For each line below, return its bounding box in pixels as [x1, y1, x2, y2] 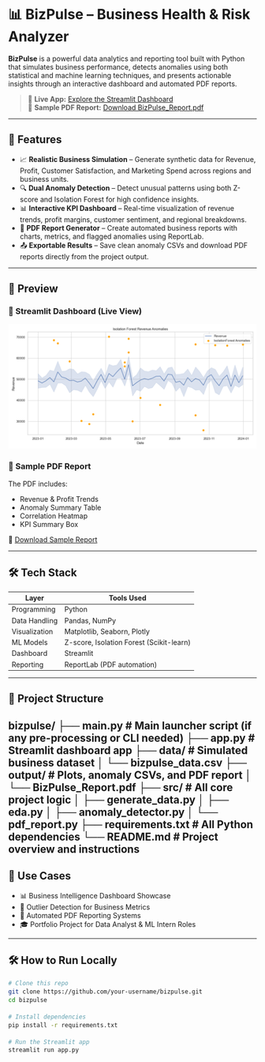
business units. [19, 174, 69, 183]
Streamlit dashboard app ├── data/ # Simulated [8, 744, 248, 757]
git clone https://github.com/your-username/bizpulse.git [8, 988, 203, 996]
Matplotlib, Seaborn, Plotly [64, 627, 150, 636]
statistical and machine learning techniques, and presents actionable [8, 70, 232, 80]
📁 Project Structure [8, 692, 104, 706]
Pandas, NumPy [64, 616, 117, 625]
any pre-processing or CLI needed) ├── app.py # [8, 731, 256, 744]
